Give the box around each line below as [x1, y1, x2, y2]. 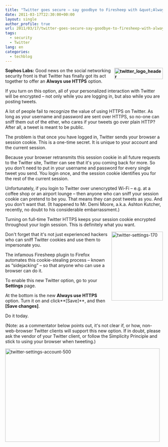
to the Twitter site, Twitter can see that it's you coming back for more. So [5, 160, 155, 166]
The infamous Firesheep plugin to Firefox [5, 252, 90, 258]
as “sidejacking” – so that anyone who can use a [5, 263, 105, 269]
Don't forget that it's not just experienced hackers [5, 232, 107, 238]
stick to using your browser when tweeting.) [5, 339, 96, 345]
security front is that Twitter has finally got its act [5, 73, 106, 79]
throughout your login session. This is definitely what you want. [5, 221, 136, 228]
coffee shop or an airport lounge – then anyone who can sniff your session [5, 191, 159, 197]
